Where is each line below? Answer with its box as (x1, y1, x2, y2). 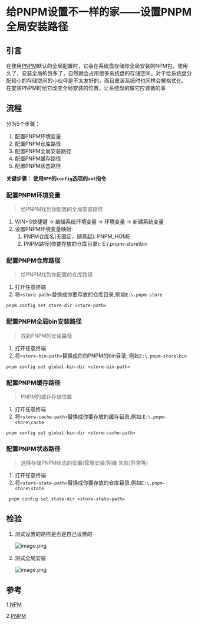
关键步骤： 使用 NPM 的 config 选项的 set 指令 (6, 175, 107, 182)
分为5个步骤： (6, 120, 41, 127)
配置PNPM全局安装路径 (14, 147, 72, 154)
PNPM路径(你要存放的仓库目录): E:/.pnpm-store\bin (23, 240, 148, 248)
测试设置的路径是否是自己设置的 (14, 530, 93, 538)
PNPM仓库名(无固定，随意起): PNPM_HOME (23, 233, 131, 240)
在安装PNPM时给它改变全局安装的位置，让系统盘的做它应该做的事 (6, 84, 166, 92)
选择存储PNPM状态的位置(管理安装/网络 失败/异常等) (20, 459, 148, 467)
